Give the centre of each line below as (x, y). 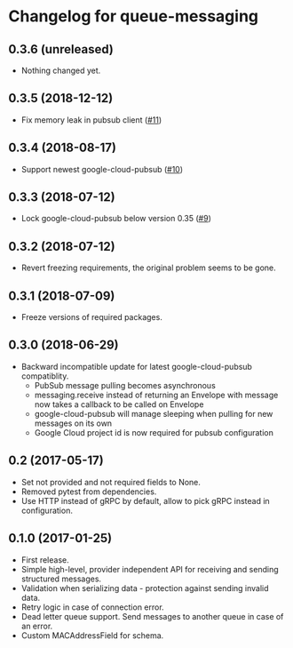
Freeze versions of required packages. (92, 317)
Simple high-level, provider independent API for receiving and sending (150, 569)
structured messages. (61, 579)
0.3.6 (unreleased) (61, 49)
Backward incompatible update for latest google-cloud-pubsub (136, 366)
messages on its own (73, 423)
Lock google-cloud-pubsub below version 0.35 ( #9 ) (116, 219)
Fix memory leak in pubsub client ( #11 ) (91, 120)
